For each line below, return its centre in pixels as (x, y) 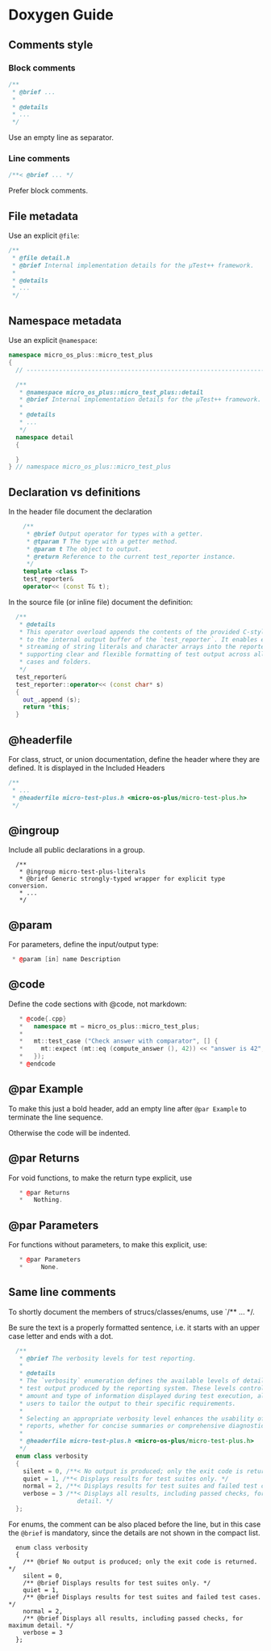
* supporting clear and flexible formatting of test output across (135, 654)
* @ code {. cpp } (43, 1018)
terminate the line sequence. (56, 1117)
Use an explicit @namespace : (53, 341)
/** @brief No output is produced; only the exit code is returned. (140, 1562)
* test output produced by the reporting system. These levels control (142, 1389)
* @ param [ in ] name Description (66, 959)
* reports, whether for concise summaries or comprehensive (122, 1426)
